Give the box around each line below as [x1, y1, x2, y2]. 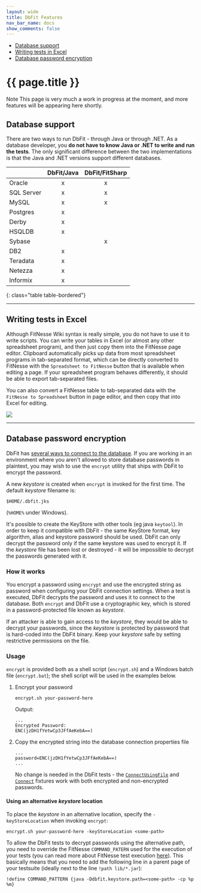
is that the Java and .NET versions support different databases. [6, 154, 162, 161]
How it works [6, 567, 45, 576]
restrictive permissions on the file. [6, 637, 90, 644]
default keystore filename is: [6, 486, 76, 494]
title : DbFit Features [6, 14, 63, 20]
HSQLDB [9, 227, 34, 236]
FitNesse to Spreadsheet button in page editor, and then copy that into [6, 393, 181, 400]
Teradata [9, 257, 35, 264]
